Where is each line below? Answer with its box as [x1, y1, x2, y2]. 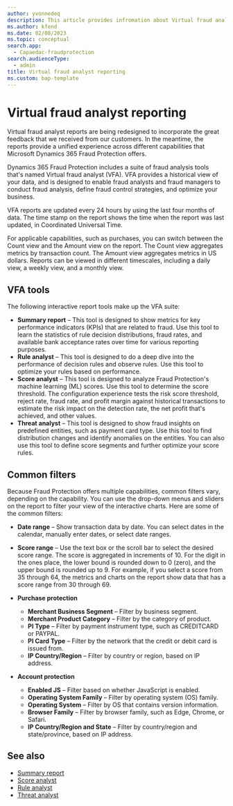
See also [7, 750, 45, 762]
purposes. [17, 345, 47, 354]
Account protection [17, 672, 75, 680]
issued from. [27, 644, 64, 653]
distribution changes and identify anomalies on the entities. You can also [17, 434, 225, 442]
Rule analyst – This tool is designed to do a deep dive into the [17, 353, 194, 361]
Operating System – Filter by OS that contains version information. [27, 700, 219, 709]
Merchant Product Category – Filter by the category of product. [27, 614, 212, 623]
